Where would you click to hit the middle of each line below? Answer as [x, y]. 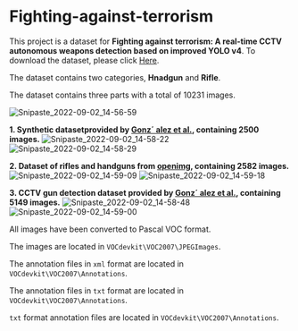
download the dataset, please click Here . [84, 60]
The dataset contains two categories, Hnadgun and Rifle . [115, 77]
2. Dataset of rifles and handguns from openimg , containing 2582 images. [149, 165]
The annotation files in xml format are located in [97, 263]
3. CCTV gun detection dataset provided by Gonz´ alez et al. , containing [145, 192]
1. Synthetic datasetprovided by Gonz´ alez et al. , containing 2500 [134, 129]
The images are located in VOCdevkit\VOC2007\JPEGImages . [115, 246]
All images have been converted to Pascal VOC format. [110, 229]
